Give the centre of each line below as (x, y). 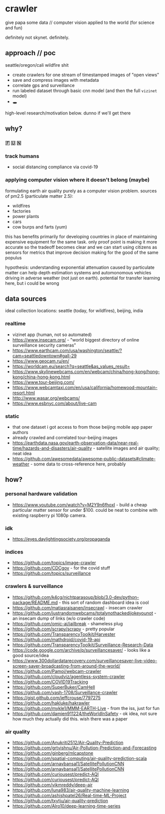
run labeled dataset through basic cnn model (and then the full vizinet (85, 91)
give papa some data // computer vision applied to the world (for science (80, 22)
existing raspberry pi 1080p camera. (49, 515)
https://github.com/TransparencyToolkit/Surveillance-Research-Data (82, 645)
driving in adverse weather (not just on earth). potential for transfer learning (83, 278)
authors (20, 432)
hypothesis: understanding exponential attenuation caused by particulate (80, 267)
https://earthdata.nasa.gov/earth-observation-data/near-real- (76, 443)
